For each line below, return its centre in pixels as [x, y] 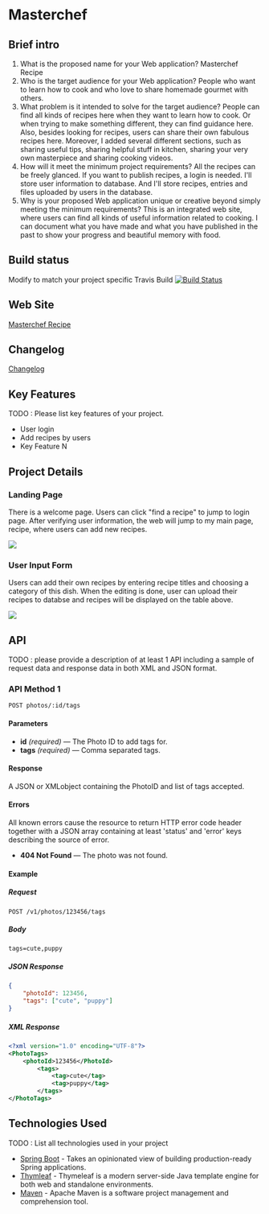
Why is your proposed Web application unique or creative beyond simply [140, 200]
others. [32, 98]
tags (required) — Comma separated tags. [90, 749]
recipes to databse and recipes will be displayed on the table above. [121, 600]
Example [23, 873]
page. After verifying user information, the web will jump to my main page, [131, 520]
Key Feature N [43, 446]
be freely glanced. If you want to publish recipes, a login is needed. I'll [136, 175]
